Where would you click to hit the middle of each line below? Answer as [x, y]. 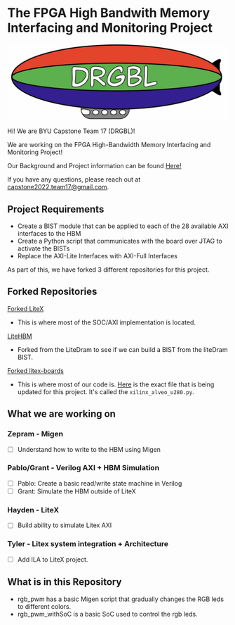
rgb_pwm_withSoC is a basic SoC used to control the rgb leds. [107, 614]
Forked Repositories [52, 292]
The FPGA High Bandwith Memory [109, 13]
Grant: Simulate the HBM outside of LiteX [77, 491]
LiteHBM [20, 336]
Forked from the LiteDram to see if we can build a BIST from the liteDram [122, 349]
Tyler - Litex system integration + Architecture [88, 544]
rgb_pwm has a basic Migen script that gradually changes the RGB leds [121, 599]
